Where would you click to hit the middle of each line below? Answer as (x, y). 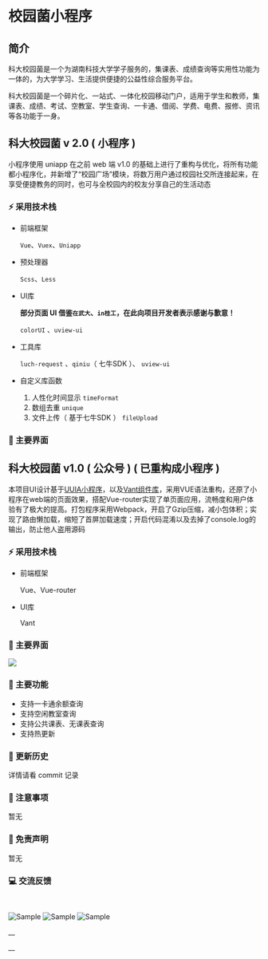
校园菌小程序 (51, 16)
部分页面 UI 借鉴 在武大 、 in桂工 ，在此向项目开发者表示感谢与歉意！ (127, 313)
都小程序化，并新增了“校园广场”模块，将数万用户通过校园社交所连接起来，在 (134, 174)
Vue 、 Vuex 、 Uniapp (50, 245)
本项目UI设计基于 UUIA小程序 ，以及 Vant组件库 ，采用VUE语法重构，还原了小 (133, 489)
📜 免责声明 (29, 839)
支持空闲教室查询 (48, 713)
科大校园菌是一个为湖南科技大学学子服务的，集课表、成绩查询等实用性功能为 (134, 69)
